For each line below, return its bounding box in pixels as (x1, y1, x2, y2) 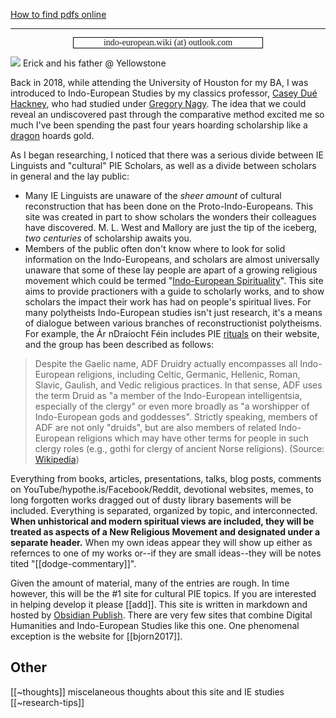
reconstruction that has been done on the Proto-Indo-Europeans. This (24, 200, 314, 212)
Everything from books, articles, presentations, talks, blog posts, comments (10, 473, 322, 484)
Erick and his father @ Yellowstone (22, 57, 167, 69)
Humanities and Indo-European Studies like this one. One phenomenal (10, 620, 300, 631)
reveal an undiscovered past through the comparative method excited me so (10, 109, 325, 120)
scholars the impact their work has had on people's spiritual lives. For (24, 296, 312, 308)
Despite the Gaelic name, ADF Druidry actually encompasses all (34, 358, 298, 369)
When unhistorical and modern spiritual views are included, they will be (10, 515, 315, 527)
